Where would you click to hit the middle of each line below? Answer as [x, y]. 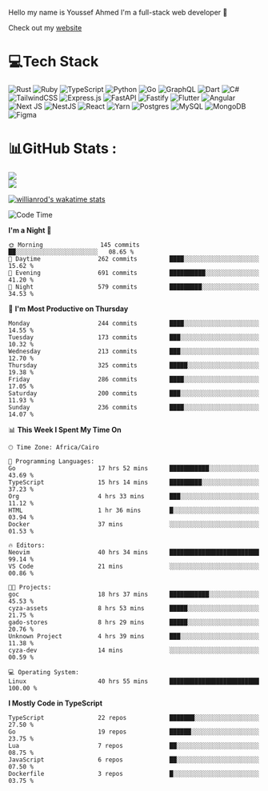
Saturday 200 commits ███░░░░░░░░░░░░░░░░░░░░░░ [134, 393]
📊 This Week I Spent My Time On [65, 429]
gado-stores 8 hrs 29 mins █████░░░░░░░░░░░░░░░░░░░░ [134, 622]
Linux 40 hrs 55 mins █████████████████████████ [134, 681]
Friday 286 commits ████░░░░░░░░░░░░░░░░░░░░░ [134, 379]
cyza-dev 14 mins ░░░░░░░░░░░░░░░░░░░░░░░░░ [134, 650]
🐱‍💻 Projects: [30, 587]
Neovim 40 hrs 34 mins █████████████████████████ [134, 552]
